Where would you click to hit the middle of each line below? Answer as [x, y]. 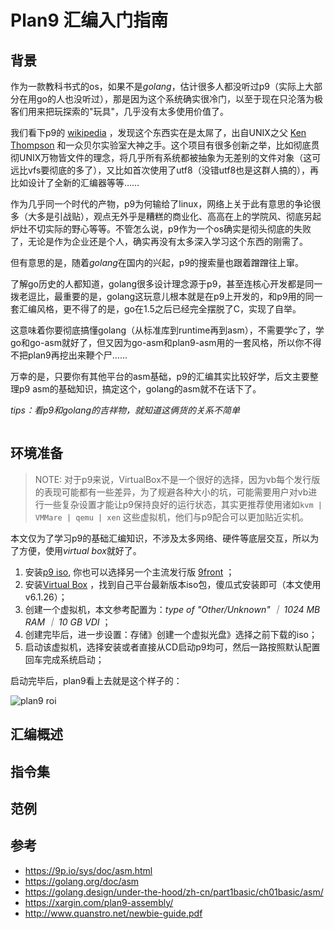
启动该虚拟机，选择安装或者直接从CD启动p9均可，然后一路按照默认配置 [172, 647]
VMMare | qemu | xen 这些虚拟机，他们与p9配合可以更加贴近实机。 [172, 517]
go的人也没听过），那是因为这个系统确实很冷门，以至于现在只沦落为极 [179, 99]
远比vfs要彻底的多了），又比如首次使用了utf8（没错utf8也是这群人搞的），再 [165, 170]
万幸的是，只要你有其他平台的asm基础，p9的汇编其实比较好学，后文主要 [160, 376]
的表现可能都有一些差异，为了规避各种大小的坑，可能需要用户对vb [171, 492]
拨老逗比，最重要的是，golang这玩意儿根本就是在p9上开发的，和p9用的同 [162, 296]
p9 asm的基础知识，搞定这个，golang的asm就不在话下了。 [140, 389]
